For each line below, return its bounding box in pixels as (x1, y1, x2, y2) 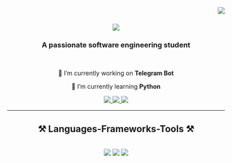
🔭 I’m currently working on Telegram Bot (58, 69, 174, 78)
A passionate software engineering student (41, 41, 191, 50)
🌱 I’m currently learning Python (71, 83, 161, 91)
